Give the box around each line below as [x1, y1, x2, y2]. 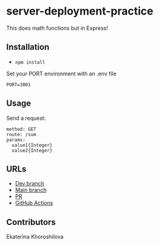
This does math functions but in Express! [6, 24, 108, 32]
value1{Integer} [11, 142, 53, 148]
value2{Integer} [11, 147, 53, 153]
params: [6, 137, 26, 143]
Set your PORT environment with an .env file [6, 70, 117, 77]
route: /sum [6, 131, 36, 137]
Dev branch [15, 180, 44, 187]
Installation [6, 42, 50, 52]
